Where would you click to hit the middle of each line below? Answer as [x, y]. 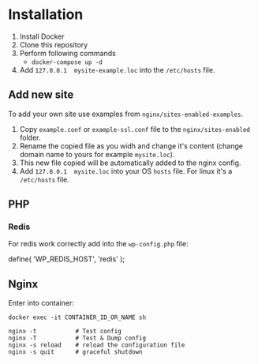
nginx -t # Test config [65, 332]
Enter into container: [41, 303]
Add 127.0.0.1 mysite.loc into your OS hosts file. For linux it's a [126, 171]
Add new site [41, 95]
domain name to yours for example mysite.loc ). [97, 154]
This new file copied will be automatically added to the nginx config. [130, 163]
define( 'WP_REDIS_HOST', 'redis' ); [66, 259]
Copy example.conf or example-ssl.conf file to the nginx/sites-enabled [135, 129]
